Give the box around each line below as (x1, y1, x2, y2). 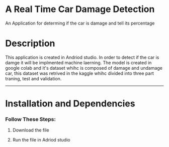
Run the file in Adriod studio (12, 137, 70, 143)
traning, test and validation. (5, 75, 62, 81)
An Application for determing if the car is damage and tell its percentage (5, 20, 155, 26)
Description (5, 38, 55, 49)
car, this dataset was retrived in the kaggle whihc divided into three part (5, 70, 154, 76)
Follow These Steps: (5, 115, 56, 122)
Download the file (12, 127, 49, 133)
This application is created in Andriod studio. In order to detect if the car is (5, 54, 159, 60)
